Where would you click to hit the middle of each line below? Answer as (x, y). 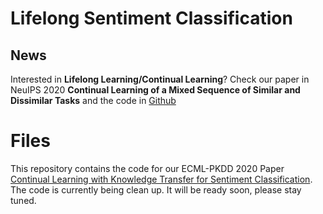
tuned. (23, 200)
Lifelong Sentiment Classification (151, 18)
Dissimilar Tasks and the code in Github (93, 100)
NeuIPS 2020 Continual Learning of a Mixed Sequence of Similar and (155, 90)
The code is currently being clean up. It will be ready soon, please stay (156, 189)
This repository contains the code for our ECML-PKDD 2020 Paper (147, 168)
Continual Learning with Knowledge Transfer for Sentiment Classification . (161, 179)
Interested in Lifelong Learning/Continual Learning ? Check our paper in (160, 79)
